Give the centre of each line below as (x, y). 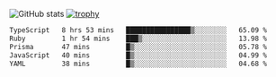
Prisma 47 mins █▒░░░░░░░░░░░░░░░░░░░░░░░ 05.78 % (138, 47)
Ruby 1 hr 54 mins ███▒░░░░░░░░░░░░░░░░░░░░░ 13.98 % (138, 38)
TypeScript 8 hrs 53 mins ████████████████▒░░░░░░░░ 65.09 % (138, 30)
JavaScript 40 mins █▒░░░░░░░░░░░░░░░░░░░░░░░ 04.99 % (138, 55)
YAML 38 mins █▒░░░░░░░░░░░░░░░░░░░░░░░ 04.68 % (138, 64)
